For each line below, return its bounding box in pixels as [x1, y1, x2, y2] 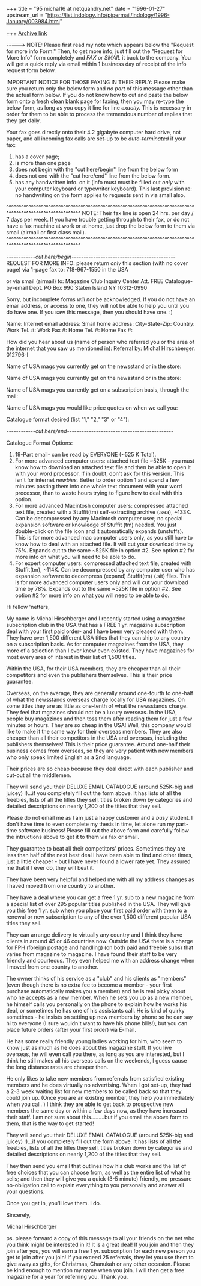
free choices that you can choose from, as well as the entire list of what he [6, 1169, 191, 1176]
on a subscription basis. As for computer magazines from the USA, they [6, 641, 184, 648]
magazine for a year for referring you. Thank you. [6, 1273, 128, 1280]
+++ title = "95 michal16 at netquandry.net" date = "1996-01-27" [6, 5, 166, 12]
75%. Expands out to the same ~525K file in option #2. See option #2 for [14, 547, 195, 554]
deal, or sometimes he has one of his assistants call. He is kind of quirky [6, 1007, 185, 1014]
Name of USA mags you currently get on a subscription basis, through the [6, 386, 189, 393]
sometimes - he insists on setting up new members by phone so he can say [6, 1013, 193, 1020]
